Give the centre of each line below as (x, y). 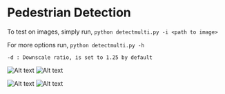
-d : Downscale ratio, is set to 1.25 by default (80, 57)
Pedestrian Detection (69, 13)
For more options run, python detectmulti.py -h (76, 45)
